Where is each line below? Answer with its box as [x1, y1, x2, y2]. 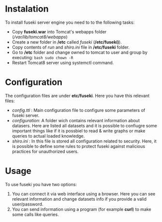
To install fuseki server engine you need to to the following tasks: [5, 19, 134, 25]
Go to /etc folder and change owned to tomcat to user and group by [12, 49, 147, 55]
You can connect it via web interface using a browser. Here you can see [12, 190, 156, 197]
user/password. [12, 201, 44, 207]
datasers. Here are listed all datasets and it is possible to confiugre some [12, 123, 157, 128]
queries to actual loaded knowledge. [12, 133, 85, 139]
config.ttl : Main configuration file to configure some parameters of [12, 107, 146, 113]
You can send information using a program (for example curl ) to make [12, 206, 151, 212]
